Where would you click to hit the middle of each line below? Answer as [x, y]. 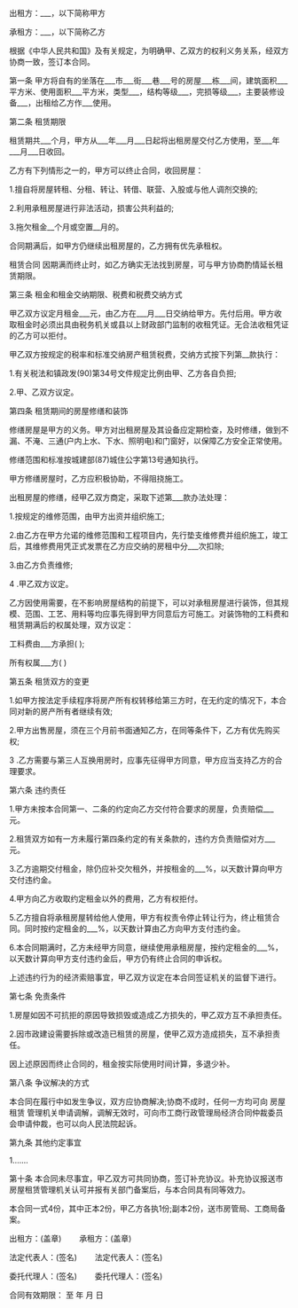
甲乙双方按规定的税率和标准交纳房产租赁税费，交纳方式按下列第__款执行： [145, 354]
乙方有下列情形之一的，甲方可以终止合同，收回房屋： [106, 170]
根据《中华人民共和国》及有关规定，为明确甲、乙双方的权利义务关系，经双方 [149, 51]
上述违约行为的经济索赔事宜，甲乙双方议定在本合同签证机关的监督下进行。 [145, 977]
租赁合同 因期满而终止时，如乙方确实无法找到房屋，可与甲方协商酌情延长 [142, 265]
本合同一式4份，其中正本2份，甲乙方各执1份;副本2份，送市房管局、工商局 [144, 1208]
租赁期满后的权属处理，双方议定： [71, 625]
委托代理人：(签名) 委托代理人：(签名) [86, 1276]
